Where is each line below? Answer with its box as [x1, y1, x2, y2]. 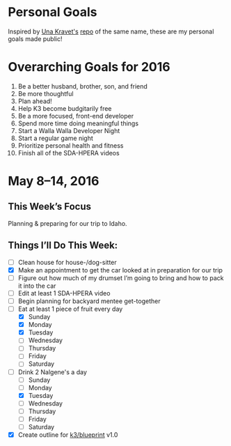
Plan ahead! [17, 97, 53, 105]
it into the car [17, 282, 56, 290]
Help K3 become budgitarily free [17, 104, 112, 112]
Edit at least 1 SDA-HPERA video [17, 289, 111, 297]
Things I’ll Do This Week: [8, 240, 118, 252]
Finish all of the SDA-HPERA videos [17, 148, 120, 157]
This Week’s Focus [8, 201, 92, 213]
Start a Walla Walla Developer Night [17, 126, 120, 134]
